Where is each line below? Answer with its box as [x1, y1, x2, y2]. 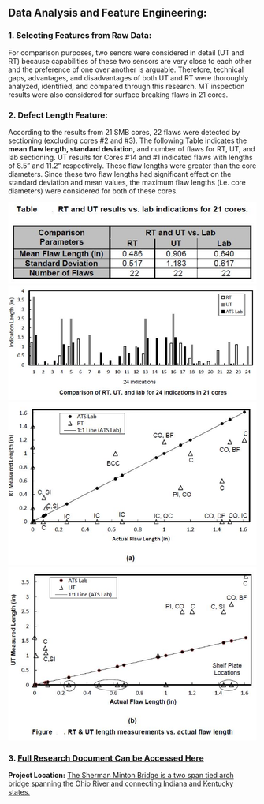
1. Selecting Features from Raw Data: [8, 30, 152, 41]
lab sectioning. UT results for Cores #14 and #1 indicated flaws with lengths [8, 152, 254, 162]
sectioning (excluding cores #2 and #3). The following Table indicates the [8, 136, 247, 145]
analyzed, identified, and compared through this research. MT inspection [8, 81, 245, 91]
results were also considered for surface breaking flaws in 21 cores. [8, 90, 229, 99]
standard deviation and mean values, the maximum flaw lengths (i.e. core [8, 178, 246, 187]
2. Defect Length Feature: [8, 110, 108, 121]
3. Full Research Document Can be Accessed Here [8, 753, 204, 764]
